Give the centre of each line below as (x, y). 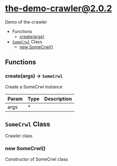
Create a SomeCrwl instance (34, 87)
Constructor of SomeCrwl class (37, 159)
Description (58, 99)
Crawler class (19, 136)
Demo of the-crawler (26, 22)
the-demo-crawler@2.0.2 (58, 9)
